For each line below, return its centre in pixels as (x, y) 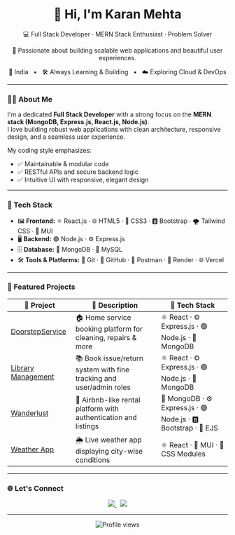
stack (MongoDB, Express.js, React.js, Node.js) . (78, 122)
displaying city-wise (109, 451)
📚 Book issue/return (109, 358)
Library (22, 368)
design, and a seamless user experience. (66, 137)
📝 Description (115, 305)
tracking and (96, 378)
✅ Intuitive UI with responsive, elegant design (83, 180)
